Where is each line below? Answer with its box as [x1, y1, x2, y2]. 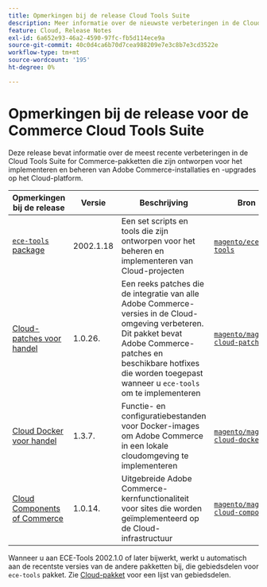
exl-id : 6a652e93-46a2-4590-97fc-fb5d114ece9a [8, 33, 165, 42]
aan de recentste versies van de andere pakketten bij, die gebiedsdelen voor [8, 562, 260, 571]
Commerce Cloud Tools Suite [8, 121, 205, 139]
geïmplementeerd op [121, 512, 200, 523]
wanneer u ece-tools [121, 377, 200, 388]
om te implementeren [121, 387, 201, 398]
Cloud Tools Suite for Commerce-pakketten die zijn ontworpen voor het [8, 156, 242, 165]
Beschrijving [139, 196, 188, 208]
